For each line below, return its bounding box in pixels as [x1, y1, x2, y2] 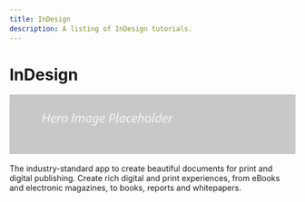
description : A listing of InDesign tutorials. [9, 24, 193, 34]
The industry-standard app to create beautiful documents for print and [9, 163, 273, 174]
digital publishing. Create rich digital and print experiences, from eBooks [9, 172, 280, 183]
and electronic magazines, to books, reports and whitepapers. [9, 182, 242, 193]
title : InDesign [9, 14, 71, 24]
